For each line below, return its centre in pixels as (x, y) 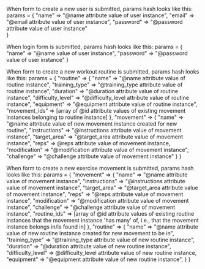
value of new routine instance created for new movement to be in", (90, 233)
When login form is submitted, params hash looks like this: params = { (95, 47)
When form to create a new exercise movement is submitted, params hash (100, 168)
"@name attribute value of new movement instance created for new (92, 124)
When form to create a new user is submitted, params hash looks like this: (99, 9)
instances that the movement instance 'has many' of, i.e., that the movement (102, 220)
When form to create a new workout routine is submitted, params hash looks (103, 72)
